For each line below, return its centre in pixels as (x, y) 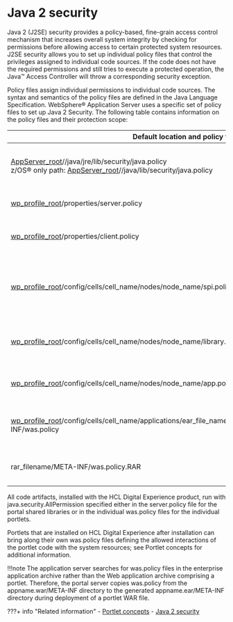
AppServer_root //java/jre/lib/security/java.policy (89, 161)
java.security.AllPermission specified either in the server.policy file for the (112, 504)
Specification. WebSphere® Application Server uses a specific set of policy (114, 104)
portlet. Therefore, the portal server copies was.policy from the (97, 583)
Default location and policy (178, 136)
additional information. (39, 555)
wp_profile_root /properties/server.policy (77, 203)
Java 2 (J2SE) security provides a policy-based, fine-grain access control (113, 32)
